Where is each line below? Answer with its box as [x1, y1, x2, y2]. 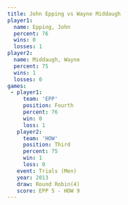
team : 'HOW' [23, 135, 58, 142]
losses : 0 [13, 75, 42, 83]
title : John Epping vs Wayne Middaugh [7, 10, 121, 18]
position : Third [23, 142, 71, 149]
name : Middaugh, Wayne [13, 56, 80, 63]
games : [7, 82, 27, 89]
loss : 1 [23, 121, 46, 129]
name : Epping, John [13, 23, 71, 30]
